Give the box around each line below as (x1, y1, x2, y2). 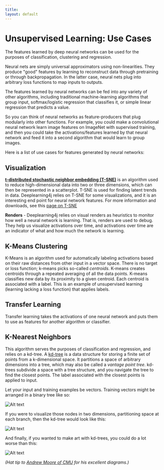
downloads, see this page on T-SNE (5, 203, 77, 209)
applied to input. (5, 377, 38, 383)
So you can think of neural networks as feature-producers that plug (5, 114, 141, 120)
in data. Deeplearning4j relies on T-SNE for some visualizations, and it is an (5, 192, 156, 198)
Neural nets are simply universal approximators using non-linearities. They (5, 64, 155, 70)
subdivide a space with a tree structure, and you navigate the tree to (16, 367, 154, 372)
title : (5, 7, 19, 12)
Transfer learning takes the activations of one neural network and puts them (5, 313, 158, 319)
